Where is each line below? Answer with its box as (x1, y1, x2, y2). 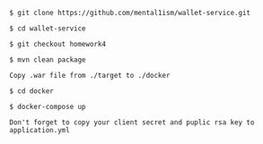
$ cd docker (9, 87, 54, 96)
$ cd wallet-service (9, 24, 87, 33)
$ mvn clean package (9, 55, 87, 64)
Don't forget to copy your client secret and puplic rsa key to (9, 118, 255, 127)
